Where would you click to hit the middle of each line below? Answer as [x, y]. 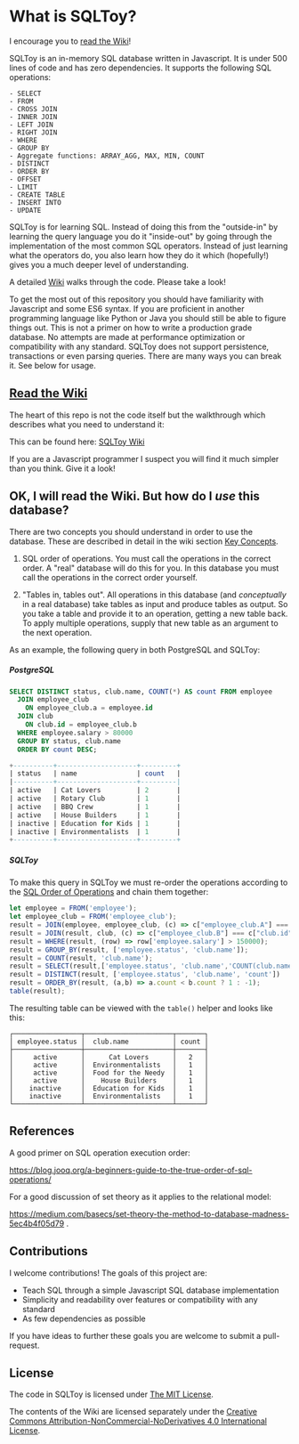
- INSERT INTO [36, 202]
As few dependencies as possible [84, 1318]
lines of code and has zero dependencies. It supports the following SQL [141, 68]
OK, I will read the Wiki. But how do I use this [135, 496]
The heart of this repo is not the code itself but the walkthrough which [137, 415]
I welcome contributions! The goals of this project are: [108, 1273]
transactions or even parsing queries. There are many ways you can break [145, 356]
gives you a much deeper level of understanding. [99, 264]
